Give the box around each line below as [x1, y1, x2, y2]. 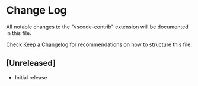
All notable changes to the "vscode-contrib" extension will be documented [6, 23, 189, 30]
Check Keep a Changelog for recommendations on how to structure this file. [6, 41, 193, 48]
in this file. [6, 29, 31, 36]
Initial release [14, 74, 47, 81]
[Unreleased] [6, 58, 56, 68]
